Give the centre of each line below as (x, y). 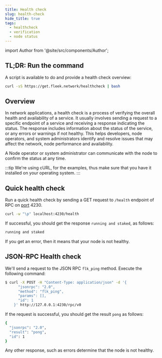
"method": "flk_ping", (41, 292)
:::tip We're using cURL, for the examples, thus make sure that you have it (78, 168)
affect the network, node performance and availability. (59, 144)
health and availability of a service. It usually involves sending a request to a (81, 118)
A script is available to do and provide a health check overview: (68, 77)
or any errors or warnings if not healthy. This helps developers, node (73, 133)
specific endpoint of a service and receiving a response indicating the (75, 123)
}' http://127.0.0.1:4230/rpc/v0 (48, 305)
